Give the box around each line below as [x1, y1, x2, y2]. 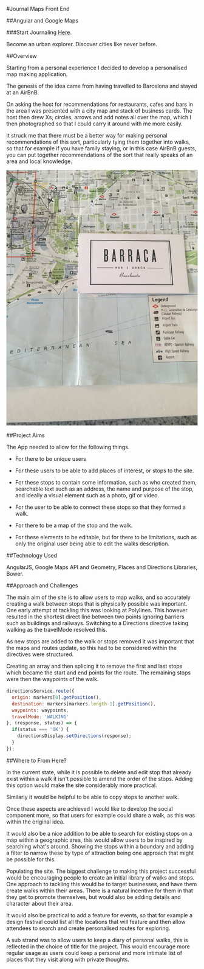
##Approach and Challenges [6, 582, 78, 589]
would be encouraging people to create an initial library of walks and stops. [6, 873, 195, 881]
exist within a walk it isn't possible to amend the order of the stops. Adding [6, 775, 193, 782]
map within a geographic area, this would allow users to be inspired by [6, 836, 183, 844]
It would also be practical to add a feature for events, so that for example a [6, 911, 193, 918]
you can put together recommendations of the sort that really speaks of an [6, 152, 193, 158]
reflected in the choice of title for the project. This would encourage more [6, 943, 190, 950]
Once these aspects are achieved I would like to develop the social [6, 805, 173, 812]
